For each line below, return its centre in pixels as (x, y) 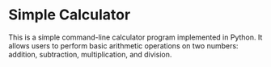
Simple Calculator (70, 15)
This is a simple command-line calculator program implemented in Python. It (135, 37)
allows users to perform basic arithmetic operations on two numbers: (123, 45)
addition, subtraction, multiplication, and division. (90, 54)
